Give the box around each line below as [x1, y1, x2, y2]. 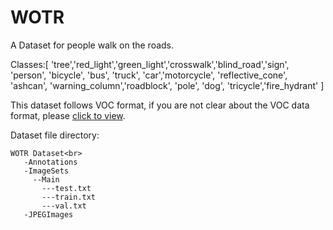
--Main [32, 174, 60, 185]
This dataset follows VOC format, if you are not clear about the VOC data [10, 99, 310, 111]
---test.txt [41, 183, 92, 193]
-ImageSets [23, 166, 70, 176]
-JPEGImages [23, 209, 74, 220]
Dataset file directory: [10, 129, 100, 141]
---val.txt [41, 201, 87, 211]
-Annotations [23, 157, 78, 167]
